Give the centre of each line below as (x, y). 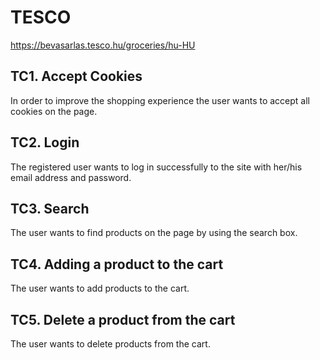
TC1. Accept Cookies (76, 76)
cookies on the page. (54, 111)
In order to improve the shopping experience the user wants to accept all (160, 100)
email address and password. (71, 177)
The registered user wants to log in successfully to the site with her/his (156, 167)
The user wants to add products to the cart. (100, 288)
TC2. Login (45, 142)
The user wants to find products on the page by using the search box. (154, 233)
